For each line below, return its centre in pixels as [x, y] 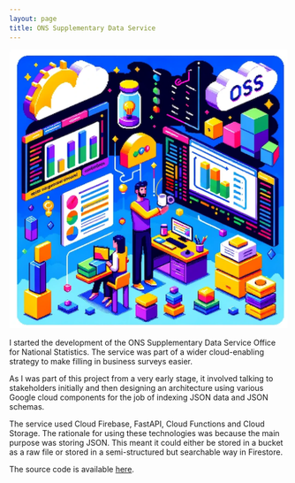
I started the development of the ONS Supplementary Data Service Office [143, 342]
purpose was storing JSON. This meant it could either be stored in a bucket [146, 442]
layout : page [33, 19]
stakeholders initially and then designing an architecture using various [136, 387]
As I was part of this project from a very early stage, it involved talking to [141, 378]
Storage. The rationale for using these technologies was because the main [144, 433]
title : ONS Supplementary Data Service [83, 28]
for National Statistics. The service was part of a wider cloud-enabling [137, 352]
